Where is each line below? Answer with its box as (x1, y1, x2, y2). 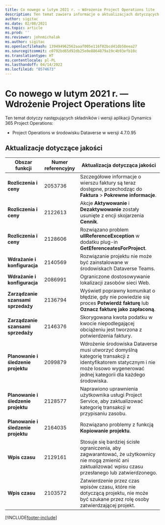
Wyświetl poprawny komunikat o (80, 287, 156, 294)
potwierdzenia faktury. (80, 332, 133, 339)
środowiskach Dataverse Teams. (80, 265, 156, 272)
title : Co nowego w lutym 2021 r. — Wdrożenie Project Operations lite (5, 7, 155, 12)
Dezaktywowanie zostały (80, 206, 139, 213)
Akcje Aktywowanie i (80, 199, 130, 206)
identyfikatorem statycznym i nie (80, 359, 156, 366)
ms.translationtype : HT (5, 53, 54, 58)
